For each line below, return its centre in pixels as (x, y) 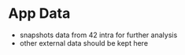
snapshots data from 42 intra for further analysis (98, 35)
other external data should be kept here (83, 43)
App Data (39, 14)
